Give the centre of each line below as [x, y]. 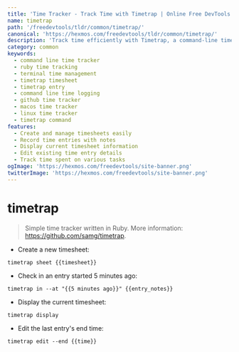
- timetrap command [43, 120]
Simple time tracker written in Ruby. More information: [104, 228]
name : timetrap [30, 21]
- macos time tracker [46, 107]
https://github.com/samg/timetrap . [75, 235]
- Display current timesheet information [76, 147]
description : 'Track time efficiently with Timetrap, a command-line [113, 41]
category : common [33, 47]
